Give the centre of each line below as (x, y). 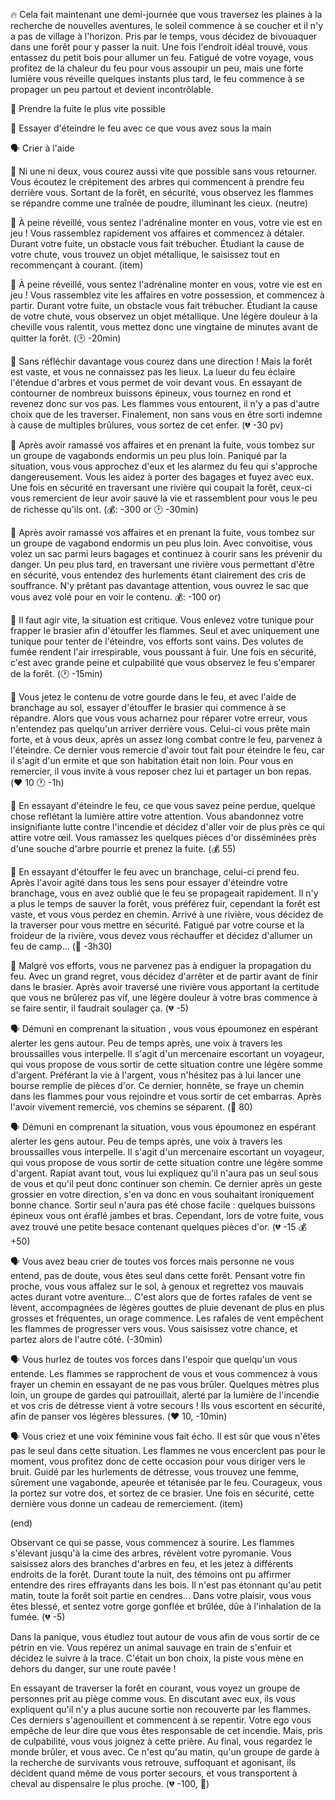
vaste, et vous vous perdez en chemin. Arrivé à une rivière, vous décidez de (167, 914)
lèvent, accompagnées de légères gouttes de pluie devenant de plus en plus (167, 1307)
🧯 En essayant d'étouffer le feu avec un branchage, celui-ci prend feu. (155, 872)
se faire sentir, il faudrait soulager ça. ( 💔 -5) (99, 1008)
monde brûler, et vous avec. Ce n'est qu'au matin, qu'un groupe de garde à (165, 1752)
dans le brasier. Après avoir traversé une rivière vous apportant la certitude (165, 987)
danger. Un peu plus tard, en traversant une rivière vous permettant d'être (162, 564)
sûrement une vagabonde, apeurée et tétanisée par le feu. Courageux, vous (166, 1482)
